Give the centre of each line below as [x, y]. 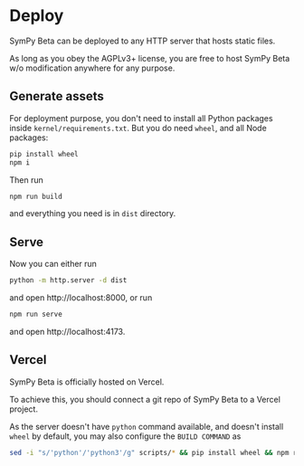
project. [24, 409]
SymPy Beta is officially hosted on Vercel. [87, 382]
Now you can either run [53, 264]
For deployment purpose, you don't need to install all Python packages [141, 118]
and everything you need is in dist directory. [93, 214]
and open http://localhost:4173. [67, 331]
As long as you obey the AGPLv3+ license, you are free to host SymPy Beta [150, 58]
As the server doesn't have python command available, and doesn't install [147, 426]
